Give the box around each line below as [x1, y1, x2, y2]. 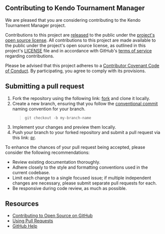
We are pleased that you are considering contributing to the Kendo [5, 17, 141, 23]
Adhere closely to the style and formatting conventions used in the [12, 164, 148, 170]
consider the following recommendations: [5, 149, 90, 155]
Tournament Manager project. [5, 22, 66, 28]
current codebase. [12, 169, 50, 175]
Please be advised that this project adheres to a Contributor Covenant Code [5, 62, 160, 68]
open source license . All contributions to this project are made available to [5, 37, 156, 43]
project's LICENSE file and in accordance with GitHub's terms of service [5, 47, 152, 53]
